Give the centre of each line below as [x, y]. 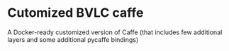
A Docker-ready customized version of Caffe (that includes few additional [115, 32]
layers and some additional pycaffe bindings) [73, 39]
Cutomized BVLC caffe [76, 13]
